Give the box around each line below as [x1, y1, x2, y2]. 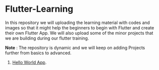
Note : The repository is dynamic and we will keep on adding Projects [5, 45, 145, 50]
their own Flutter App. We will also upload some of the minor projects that [5, 30, 154, 36]
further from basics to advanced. [5, 50, 72, 56]
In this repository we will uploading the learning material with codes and [5, 20, 150, 25]
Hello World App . [12, 59, 47, 65]
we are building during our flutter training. [5, 35, 89, 41]
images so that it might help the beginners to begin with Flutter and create [5, 24, 154, 30]
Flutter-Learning [5, 3, 73, 15]
